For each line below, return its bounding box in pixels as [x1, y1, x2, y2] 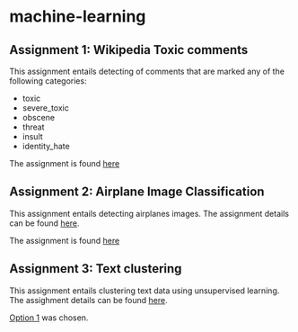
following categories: [9, 76, 87, 86]
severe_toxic [22, 103, 69, 113]
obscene [22, 112, 56, 122]
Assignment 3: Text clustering [9, 261, 182, 276]
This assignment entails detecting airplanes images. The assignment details [9, 208, 290, 219]
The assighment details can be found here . [9, 294, 168, 305]
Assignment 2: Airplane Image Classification [9, 184, 265, 200]
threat [22, 121, 45, 132]
